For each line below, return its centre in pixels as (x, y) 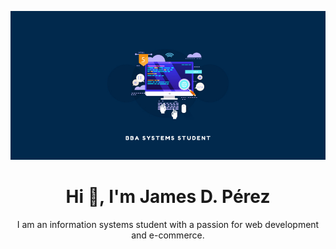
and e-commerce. (168, 235)
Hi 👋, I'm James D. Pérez (168, 197)
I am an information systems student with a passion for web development (168, 225)
